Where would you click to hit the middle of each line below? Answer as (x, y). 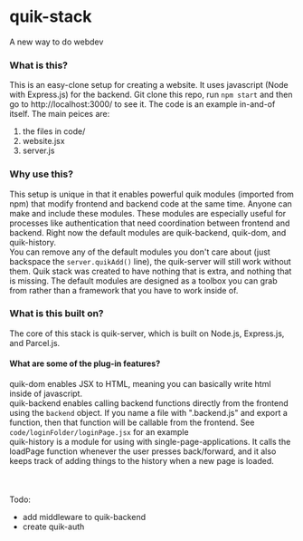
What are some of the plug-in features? (85, 363)
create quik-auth (53, 527)
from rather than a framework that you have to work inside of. (124, 290)
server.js (38, 150)
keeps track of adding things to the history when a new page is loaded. (142, 461)
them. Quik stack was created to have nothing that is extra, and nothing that (151, 271)
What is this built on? (57, 314)
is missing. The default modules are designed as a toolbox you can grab (143, 280)
